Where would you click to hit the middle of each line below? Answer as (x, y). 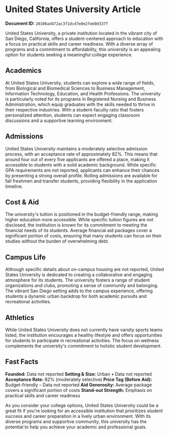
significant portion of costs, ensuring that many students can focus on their (83, 236)
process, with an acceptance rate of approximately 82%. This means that (81, 154)
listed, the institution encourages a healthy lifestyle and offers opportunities (84, 335)
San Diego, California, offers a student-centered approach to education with (84, 38)
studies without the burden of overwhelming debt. (57, 241)
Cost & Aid (22, 202)
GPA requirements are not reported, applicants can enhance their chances (82, 170)
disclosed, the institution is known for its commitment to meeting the (76, 225)
